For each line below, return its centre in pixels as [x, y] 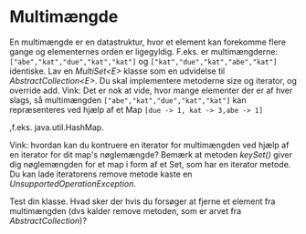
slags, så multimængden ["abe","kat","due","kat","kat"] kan [128, 100]
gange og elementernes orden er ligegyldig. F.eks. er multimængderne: [144, 51]
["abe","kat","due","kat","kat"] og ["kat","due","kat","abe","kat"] [143, 61]
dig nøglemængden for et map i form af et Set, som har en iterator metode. [150, 164]
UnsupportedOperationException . [73, 183]
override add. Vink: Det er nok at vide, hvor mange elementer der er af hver [151, 90]
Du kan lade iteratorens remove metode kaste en [101, 174]
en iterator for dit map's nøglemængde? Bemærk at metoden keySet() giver [151, 154]
